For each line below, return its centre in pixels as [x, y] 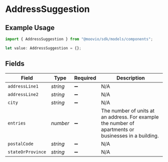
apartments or [117, 129]
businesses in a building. [130, 135]
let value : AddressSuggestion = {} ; [43, 48]
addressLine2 [23, 94]
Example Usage [30, 28]
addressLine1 [23, 86]
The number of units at [128, 110]
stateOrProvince [27, 152]
